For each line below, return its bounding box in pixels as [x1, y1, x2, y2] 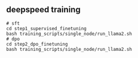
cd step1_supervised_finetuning [6, 25, 87, 31]
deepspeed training [6, 5, 81, 15]
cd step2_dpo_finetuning [6, 41, 68, 47]
